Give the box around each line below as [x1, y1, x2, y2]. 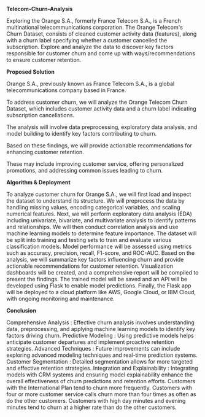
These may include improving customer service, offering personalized [6, 160, 184, 168]
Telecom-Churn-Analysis [6, 6, 73, 12]
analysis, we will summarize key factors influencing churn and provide [6, 256, 184, 263]
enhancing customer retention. [6, 149, 84, 155]
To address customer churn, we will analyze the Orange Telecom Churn [6, 98, 188, 106]
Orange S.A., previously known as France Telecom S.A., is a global [6, 80, 175, 87]
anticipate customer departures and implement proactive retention [6, 338, 174, 346]
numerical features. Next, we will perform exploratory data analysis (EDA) [6, 210, 192, 217]
